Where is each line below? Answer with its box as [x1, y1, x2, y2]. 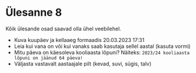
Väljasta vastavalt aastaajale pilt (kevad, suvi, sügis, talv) [14, 60, 152, 67]
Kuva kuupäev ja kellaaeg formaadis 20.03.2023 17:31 [14, 36, 145, 43]
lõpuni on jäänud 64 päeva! [14, 55, 83, 61]
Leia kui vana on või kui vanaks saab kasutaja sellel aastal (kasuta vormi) [14, 43, 191, 50]
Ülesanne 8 [5, 6, 62, 19]
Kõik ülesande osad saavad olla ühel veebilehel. [5, 25, 121, 32]
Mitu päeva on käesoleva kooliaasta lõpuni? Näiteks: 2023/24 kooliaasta [14, 48, 190, 55]
